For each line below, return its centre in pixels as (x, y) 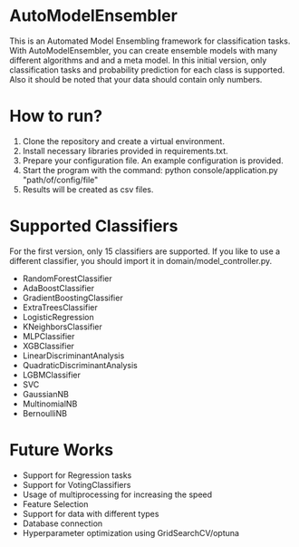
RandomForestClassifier (68, 278)
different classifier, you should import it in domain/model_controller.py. (141, 260)
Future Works (62, 450)
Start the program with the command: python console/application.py (150, 170)
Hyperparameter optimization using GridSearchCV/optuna (131, 532)
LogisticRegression (58, 317)
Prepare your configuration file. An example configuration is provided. (153, 161)
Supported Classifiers (94, 226)
